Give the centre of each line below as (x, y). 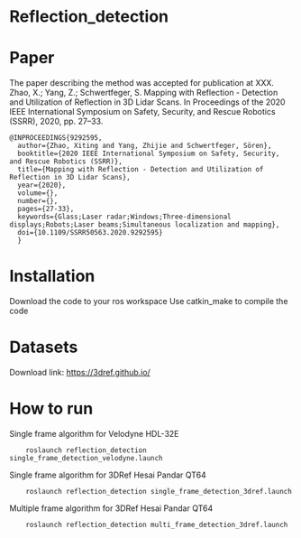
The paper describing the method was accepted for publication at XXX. (142, 83)
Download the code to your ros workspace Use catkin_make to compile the (149, 301)
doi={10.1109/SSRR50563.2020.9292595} (91, 233)
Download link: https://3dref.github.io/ (80, 372)
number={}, (38, 201)
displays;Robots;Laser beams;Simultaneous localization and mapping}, (145, 225)
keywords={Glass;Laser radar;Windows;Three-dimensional (124, 217)
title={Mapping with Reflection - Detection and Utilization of (141, 170)
